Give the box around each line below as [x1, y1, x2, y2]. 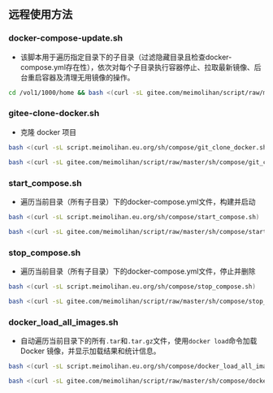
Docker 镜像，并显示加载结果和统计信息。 [19, 346, 161, 356]
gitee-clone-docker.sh [8, 108, 100, 119]
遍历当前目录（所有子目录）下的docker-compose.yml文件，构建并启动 [19, 196, 256, 206]
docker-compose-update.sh [8, 32, 123, 44]
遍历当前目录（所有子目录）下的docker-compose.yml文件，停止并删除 [19, 266, 256, 276]
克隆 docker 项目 [19, 127, 77, 136]
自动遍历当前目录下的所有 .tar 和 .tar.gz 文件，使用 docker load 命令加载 [19, 336, 258, 345]
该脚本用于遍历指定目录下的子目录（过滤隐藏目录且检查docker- [19, 52, 232, 62]
